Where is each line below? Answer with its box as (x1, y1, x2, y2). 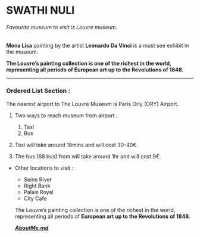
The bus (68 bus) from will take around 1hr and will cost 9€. (14, 152, 161, 160)
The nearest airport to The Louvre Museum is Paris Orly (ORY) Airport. (6, 100, 179, 107)
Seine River (23, 176, 52, 183)
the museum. (6, 48, 39, 55)
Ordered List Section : (6, 87, 70, 95)
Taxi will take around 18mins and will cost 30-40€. (14, 141, 138, 148)
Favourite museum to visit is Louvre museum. (6, 23, 118, 30)
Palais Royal (23, 188, 54, 195)
